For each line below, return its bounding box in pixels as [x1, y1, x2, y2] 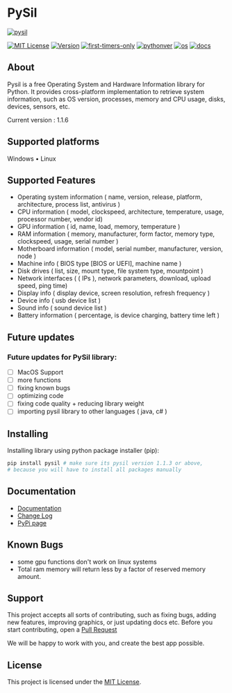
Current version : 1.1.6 [7, 115, 69, 124]
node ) [17, 252, 37, 260]
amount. [17, 572, 42, 580]
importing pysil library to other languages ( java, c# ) [17, 407, 168, 415]
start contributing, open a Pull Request [7, 626, 117, 634]
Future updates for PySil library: [7, 352, 117, 362]
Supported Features [7, 174, 96, 186]
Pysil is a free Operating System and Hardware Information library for [7, 80, 205, 88]
